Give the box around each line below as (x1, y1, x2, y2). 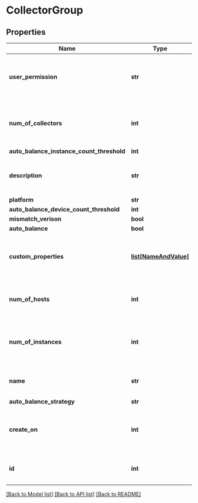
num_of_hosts (9, 295, 50, 303)
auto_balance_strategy (9, 398, 75, 405)
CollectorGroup (6, 4, 84, 17)
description (9, 171, 42, 180)
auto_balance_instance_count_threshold (9, 147, 126, 155)
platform (9, 196, 34, 204)
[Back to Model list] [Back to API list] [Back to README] (6, 491, 141, 498)
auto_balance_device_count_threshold (9, 206, 120, 213)
